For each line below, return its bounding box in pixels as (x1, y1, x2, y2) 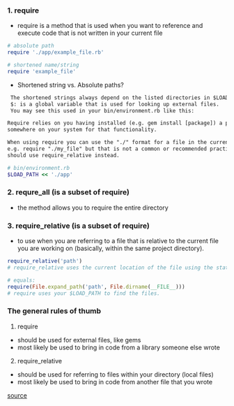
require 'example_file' (7, 68, 77, 75)
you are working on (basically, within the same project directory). (17, 244, 204, 253)
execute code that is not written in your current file (17, 29, 163, 37)
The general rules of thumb (7, 306, 102, 316)
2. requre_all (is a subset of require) (7, 187, 130, 197)
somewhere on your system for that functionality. (7, 126, 157, 133)
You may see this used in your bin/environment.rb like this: (10, 107, 195, 114)
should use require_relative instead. (7, 152, 120, 159)
